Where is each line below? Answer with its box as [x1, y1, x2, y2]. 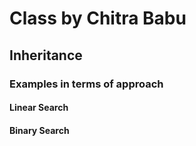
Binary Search [9, 124, 70, 136]
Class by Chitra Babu [9, 7, 187, 30]
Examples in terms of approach [9, 77, 164, 91]
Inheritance [9, 47, 83, 64]
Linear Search [9, 102, 69, 114]
